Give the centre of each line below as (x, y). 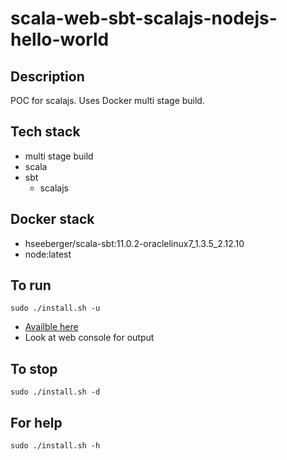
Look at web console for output (89, 338)
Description (47, 76)
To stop (34, 368)
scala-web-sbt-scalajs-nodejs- (144, 18)
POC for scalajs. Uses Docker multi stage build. (107, 100)
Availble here (51, 327)
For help (36, 422)
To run (31, 285)
